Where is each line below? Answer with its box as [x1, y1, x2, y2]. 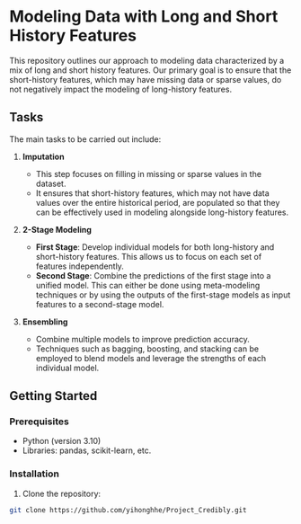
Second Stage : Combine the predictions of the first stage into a [35, 270, 271, 280]
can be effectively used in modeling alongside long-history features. [35, 207, 289, 218]
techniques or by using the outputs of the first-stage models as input [35, 289, 291, 300]
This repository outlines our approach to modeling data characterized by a [9, 55, 285, 66]
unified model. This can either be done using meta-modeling [35, 280, 261, 290]
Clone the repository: [22, 488, 102, 499]
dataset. [35, 178, 66, 189]
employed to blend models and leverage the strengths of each [35, 352, 267, 363]
